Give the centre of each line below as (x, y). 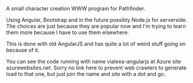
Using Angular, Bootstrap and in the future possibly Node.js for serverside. (97, 20)
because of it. (23, 50)
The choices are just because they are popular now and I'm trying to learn (96, 26)
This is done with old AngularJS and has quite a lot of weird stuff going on (96, 44)
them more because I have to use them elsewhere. (68, 32)
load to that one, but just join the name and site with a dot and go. (86, 74)
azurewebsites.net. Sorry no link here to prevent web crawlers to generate (97, 68)
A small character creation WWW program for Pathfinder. (76, 9)
